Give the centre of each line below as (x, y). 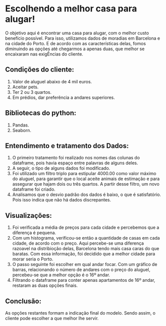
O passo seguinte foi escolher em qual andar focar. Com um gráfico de (85, 264)
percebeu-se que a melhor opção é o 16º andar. (61, 275)
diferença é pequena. (34, 233)
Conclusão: (23, 301)
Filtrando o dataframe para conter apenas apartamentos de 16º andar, (84, 280)
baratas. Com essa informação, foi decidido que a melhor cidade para (83, 254)
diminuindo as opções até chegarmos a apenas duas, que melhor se (75, 49)
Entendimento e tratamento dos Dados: (67, 146)
